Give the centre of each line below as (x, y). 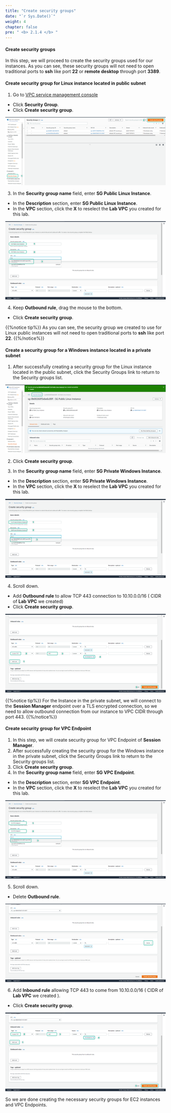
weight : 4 (16, 21)
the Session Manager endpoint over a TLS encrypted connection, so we (81, 706)
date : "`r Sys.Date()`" (31, 16)
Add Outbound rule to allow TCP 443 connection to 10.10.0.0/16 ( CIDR (87, 596)
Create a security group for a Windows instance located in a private (78, 350)
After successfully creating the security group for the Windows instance (88, 750)
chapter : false (21, 27)
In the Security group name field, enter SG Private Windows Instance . (87, 471)
